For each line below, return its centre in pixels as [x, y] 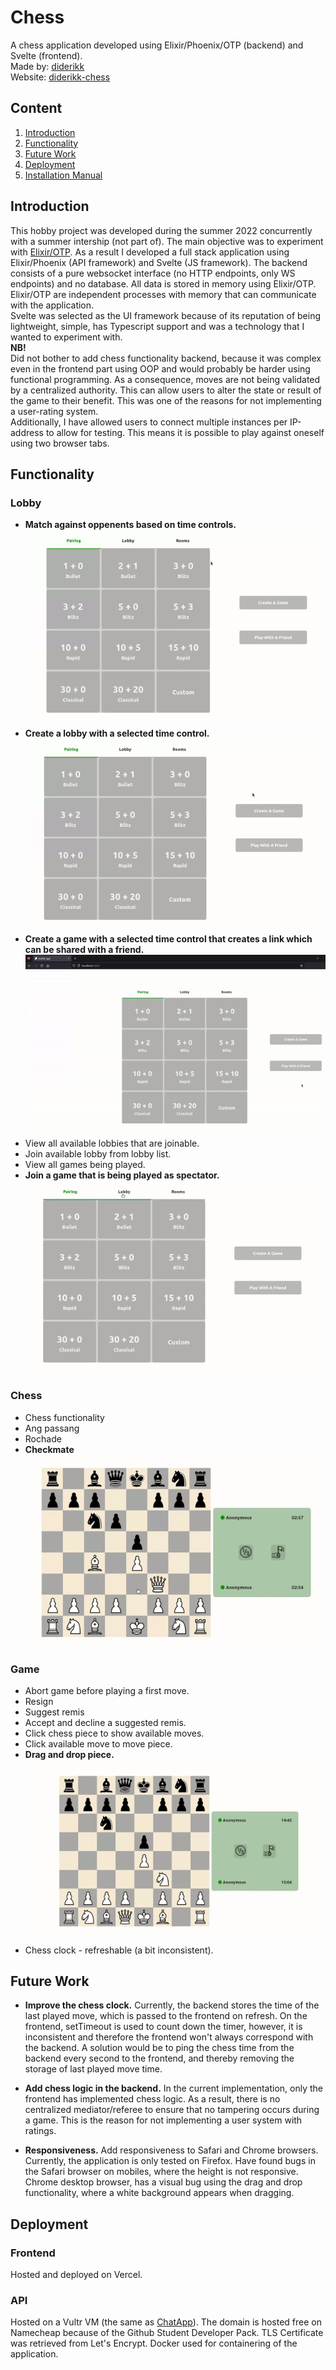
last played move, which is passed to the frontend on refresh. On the [166, 2016]
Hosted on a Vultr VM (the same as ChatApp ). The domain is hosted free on [166, 2322]
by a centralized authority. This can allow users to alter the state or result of [166, 390]
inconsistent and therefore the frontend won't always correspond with [169, 2037]
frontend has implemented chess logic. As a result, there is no [152, 2099]
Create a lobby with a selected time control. [117, 733]
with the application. [52, 305]
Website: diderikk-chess [60, 77]
